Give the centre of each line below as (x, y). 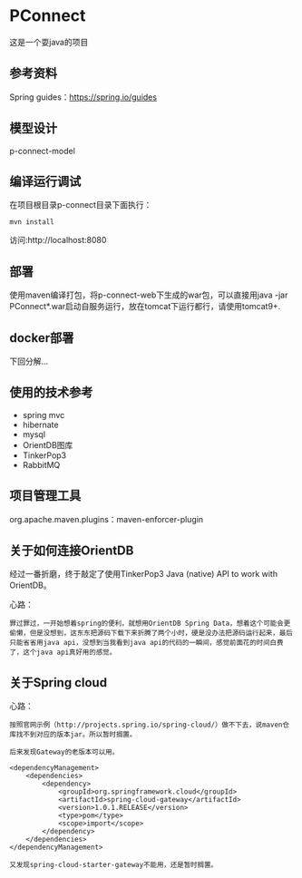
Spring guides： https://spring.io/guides (83, 97)
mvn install (32, 222)
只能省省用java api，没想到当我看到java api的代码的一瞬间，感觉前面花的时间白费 (146, 643)
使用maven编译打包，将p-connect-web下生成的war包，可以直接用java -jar (149, 295)
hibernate (40, 424)
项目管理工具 (45, 496)
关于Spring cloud (58, 683)
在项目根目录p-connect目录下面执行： (81, 205)
